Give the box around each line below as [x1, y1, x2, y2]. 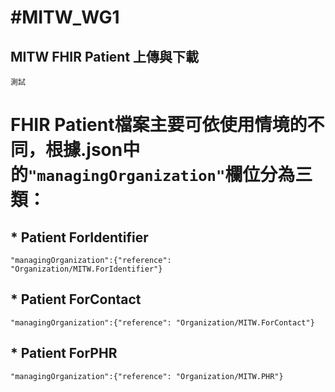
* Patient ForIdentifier [10, 229, 149, 246]
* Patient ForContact [10, 291, 142, 308]
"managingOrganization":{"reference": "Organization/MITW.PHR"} [10, 371, 284, 381]
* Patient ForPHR [10, 345, 118, 362]
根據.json [45, 139, 123, 161]
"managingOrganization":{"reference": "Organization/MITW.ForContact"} [10, 317, 315, 328]
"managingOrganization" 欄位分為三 [28, 164, 313, 186]
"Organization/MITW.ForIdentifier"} [10, 264, 163, 274]
